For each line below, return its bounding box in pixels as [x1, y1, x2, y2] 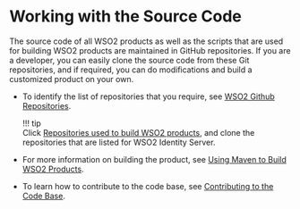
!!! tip [21, 118, 42, 129]
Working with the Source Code [9, 6, 242, 27]
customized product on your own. [9, 73, 134, 84]
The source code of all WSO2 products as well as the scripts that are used [9, 36, 284, 46]
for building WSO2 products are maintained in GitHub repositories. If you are [9, 45, 291, 55]
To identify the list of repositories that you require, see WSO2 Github [21, 91, 275, 102]
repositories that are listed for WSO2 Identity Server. [21, 137, 216, 147]
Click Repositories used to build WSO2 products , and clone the [21, 127, 255, 138]
